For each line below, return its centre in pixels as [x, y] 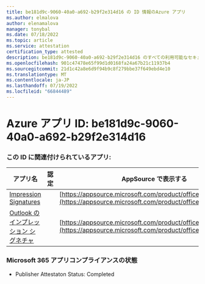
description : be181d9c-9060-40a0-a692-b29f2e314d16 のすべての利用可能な [97, 57]
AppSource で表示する [154, 179]
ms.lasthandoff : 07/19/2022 [42, 86]
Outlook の [25, 213]
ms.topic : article [30, 40]
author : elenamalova [33, 23]
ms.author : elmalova [33, 18]
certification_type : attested [45, 52]
